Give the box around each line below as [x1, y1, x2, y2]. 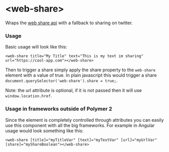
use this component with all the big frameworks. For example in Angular [5, 122, 155, 128]
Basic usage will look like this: [5, 44, 67, 50]
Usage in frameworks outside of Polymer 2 [5, 106, 112, 113]
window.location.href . [5, 93, 52, 99]
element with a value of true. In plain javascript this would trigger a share [5, 72, 157, 78]
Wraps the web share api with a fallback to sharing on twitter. [5, 20, 133, 26]
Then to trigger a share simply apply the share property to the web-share [5, 67, 156, 73]
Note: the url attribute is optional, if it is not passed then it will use [5, 87, 142, 93]
